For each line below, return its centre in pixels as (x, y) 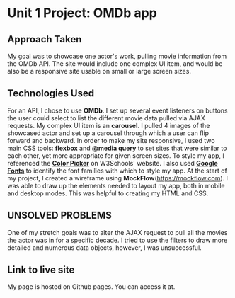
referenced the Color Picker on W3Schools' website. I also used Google (113, 163)
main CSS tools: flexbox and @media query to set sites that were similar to (117, 148)
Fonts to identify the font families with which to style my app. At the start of (117, 171)
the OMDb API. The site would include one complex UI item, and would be (115, 64)
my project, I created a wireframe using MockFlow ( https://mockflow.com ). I (118, 178)
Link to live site (41, 270)
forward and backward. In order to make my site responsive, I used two (111, 140)
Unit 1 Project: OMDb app (82, 13)
